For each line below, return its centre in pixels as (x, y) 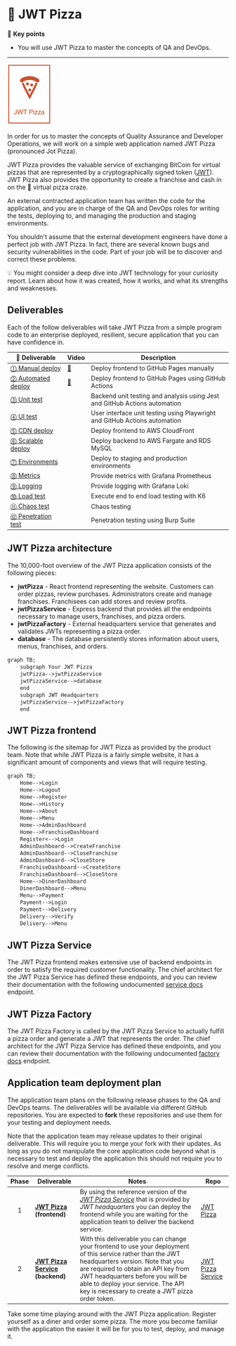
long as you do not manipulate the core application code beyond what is (112, 1151)
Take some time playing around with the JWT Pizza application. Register (112, 1314)
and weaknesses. (33, 288)
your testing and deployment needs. (60, 1122)
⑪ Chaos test (30, 506)
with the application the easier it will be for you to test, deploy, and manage (116, 1329)
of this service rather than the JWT (130, 1253)
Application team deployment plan (84, 1083)
